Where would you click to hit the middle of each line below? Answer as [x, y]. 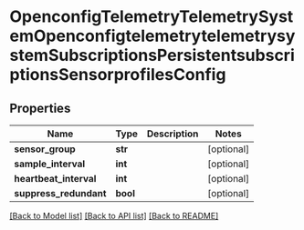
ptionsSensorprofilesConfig [118, 75]
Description [173, 134]
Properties [40, 108]
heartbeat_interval [55, 179]
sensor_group [45, 149]
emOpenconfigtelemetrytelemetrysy [152, 36]
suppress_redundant [60, 193]
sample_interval [50, 164]
